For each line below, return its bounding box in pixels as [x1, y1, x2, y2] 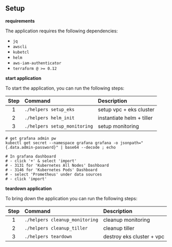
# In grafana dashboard [5, 154, 56, 159]
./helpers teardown [24, 234, 72, 239]
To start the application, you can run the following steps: [5, 85, 125, 91]
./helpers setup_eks [24, 107, 75, 112]
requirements [5, 17, 35, 24]
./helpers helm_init [24, 115, 75, 120]
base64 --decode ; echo [65, 145, 116, 150]
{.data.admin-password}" [5, 145, 59, 150]
